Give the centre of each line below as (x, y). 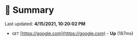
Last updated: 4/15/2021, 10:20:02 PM (45, 24)
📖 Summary (29, 10)
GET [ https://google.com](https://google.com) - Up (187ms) (73, 33)
